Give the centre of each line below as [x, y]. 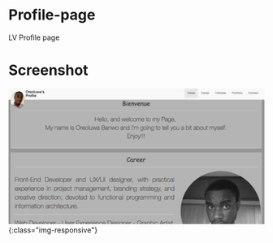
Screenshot [48, 70]
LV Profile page [34, 37]
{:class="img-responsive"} [53, 230]
